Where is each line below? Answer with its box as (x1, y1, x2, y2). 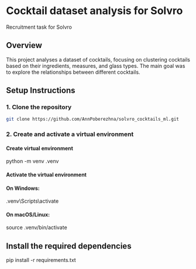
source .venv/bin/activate (6, 224, 67, 231)
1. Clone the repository (6, 103, 72, 111)
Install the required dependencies (6, 241, 132, 251)
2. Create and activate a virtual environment (6, 130, 134, 138)
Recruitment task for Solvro (6, 23, 72, 30)
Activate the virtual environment (6, 171, 87, 178)
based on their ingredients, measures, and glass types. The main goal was (6, 62, 185, 69)
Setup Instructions (6, 86, 75, 96)
